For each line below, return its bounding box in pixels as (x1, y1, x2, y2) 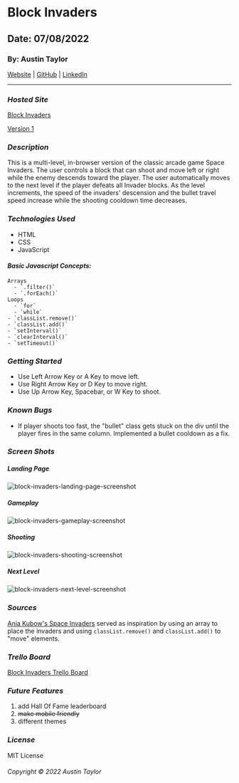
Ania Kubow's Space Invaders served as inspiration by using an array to (7, 619, 218, 627)
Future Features (7, 685, 64, 695)
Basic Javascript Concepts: (7, 261, 92, 270)
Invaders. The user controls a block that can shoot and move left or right (7, 166, 220, 174)
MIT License (7, 751, 44, 760)
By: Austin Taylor (7, 54, 69, 64)
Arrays (7, 277, 27, 285)
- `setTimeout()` (7, 340, 59, 347)
